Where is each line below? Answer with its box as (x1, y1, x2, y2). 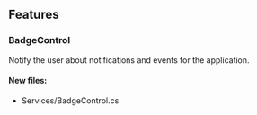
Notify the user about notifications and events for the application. (8, 54, 250, 66)
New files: (8, 75, 48, 86)
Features (8, 7, 59, 22)
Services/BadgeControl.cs (21, 94, 120, 106)
